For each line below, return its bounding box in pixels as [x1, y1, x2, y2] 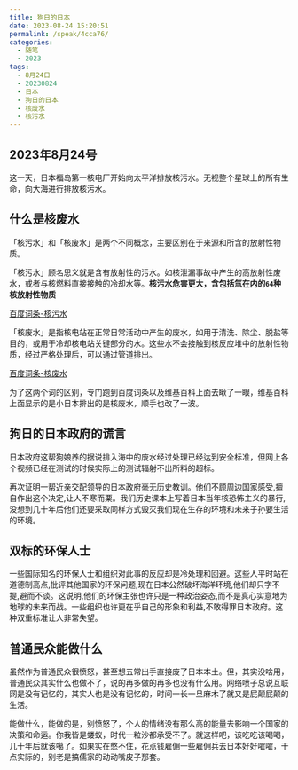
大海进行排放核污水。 [32, 183, 111, 193]
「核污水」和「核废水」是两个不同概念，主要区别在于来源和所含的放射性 [9, 237, 273, 247]
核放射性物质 [9, 289, 56, 300]
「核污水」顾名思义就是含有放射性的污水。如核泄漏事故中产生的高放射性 [9, 267, 273, 278]
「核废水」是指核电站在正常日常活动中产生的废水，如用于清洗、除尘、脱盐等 [9, 326, 289, 337]
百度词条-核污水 [9, 308, 68, 318]
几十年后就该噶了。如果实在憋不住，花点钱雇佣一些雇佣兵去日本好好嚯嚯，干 [9, 741, 289, 751]
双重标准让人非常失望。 [16, 613, 103, 624]
